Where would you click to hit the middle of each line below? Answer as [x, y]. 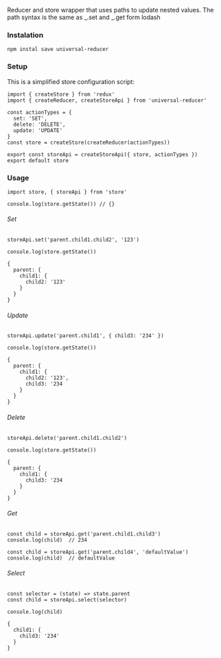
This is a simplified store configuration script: [71, 81]
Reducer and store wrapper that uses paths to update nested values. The [110, 10]
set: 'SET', [31, 118]
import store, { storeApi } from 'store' [67, 192]
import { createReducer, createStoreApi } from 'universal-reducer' [107, 100]
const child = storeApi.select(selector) [67, 599]
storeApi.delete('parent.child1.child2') [67, 438]
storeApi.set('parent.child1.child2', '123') [73, 240]
